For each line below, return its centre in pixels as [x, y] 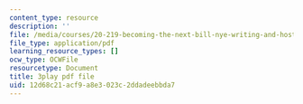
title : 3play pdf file [52, 77]
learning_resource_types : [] [64, 52]
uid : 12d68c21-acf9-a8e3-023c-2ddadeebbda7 [92, 85]
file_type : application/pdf [62, 43]
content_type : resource [54, 18]
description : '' [40, 26]
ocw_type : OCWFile [44, 60]
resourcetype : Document [54, 69]
